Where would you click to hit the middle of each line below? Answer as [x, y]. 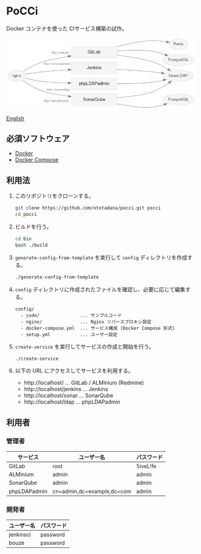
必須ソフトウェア [38, 139]
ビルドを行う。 [33, 226]
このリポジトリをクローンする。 [54, 196]
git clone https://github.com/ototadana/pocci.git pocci [88, 208]
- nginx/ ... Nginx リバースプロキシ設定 [86, 322]
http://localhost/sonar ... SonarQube [69, 396]
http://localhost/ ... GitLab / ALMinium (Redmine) [84, 383]
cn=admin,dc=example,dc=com [91, 491]
